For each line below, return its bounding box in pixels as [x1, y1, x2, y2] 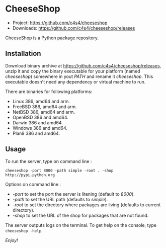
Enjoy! [5, 237, 19, 243]
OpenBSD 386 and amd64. [12, 114, 69, 120]
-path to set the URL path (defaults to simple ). [12, 196, 108, 202]
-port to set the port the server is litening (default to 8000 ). [12, 191, 135, 197]
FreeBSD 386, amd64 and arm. [12, 104, 77, 110]
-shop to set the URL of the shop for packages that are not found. [12, 212, 149, 218]
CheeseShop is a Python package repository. [5, 35, 99, 41]
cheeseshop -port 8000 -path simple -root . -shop [5, 168, 114, 173]
